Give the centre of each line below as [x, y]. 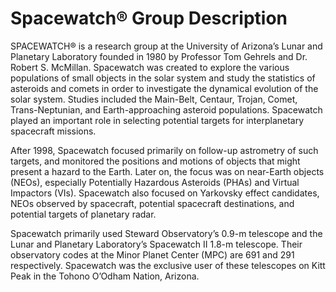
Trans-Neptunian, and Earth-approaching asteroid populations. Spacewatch [166, 109]
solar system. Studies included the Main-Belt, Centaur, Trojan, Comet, [154, 99]
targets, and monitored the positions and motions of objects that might [155, 161]
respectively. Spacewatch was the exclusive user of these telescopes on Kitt [168, 265]
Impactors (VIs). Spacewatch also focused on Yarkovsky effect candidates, [165, 193]
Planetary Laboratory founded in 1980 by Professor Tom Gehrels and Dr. [159, 56]
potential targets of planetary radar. [83, 214]
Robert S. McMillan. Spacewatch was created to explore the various [150, 67]
